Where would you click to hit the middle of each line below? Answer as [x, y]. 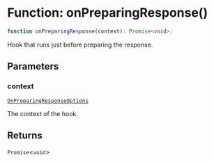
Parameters [33, 66]
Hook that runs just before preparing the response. [80, 44]
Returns [25, 135]
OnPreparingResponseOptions [48, 101]
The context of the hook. [43, 113]
